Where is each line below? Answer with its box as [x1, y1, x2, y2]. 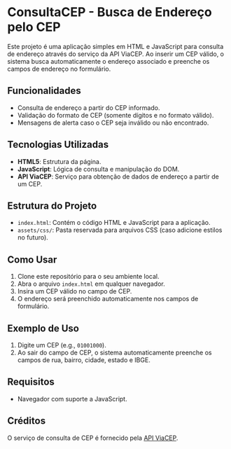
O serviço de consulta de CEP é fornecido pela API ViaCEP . [7, 434, 178, 442]
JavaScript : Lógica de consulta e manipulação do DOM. [17, 165, 180, 173]
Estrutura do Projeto [7, 200, 97, 212]
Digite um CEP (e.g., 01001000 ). [17, 341, 106, 349]
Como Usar [7, 254, 57, 265]
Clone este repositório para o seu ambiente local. [17, 272, 160, 281]
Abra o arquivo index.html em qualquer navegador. [17, 279, 166, 288]
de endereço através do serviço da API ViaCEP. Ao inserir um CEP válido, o [7, 50, 225, 58]
